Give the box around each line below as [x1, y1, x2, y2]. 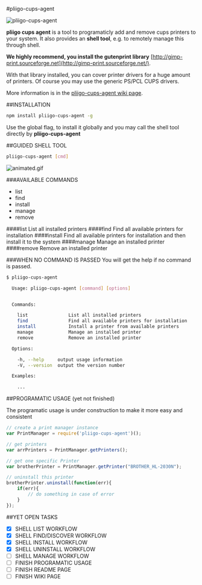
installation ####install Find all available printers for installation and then [6, 231, 186, 239]
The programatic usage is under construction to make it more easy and [6, 407, 183, 414]
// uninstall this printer [6, 474, 74, 480]
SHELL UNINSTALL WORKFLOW [14, 545, 96, 552]
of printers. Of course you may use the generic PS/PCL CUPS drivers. [6, 78, 180, 85]
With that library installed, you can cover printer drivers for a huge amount [6, 71, 191, 78]
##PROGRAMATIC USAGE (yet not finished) [6, 395, 115, 402]
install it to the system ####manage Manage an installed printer [6, 238, 165, 245]
